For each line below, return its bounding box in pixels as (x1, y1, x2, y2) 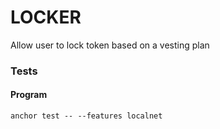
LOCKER (10, 6, 82, 29)
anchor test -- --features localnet (10, 111, 163, 121)
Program (10, 89, 48, 101)
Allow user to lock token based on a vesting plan (10, 39, 210, 51)
